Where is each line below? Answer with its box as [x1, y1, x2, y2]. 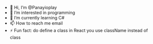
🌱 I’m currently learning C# [9, 15, 65, 20]
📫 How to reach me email [9, 20, 63, 26]
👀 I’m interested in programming [9, 10, 76, 15]
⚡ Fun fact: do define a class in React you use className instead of [9, 28, 148, 33]
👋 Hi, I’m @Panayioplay [9, 5, 57, 10]
